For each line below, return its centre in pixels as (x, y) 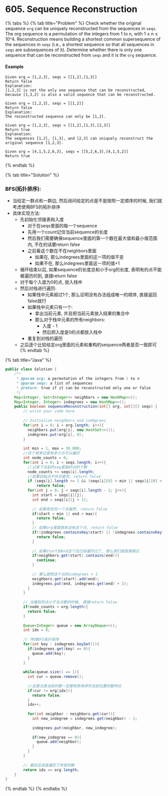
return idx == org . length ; (51, 770)
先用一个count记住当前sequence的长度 (67, 232)
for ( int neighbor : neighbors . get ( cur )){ (71, 714)
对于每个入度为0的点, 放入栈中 (51, 282)
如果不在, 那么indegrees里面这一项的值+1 (77, 263)
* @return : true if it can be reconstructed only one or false (83, 388)
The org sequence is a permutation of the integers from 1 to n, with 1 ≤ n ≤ (82, 34)
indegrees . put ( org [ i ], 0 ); (55, 434)
